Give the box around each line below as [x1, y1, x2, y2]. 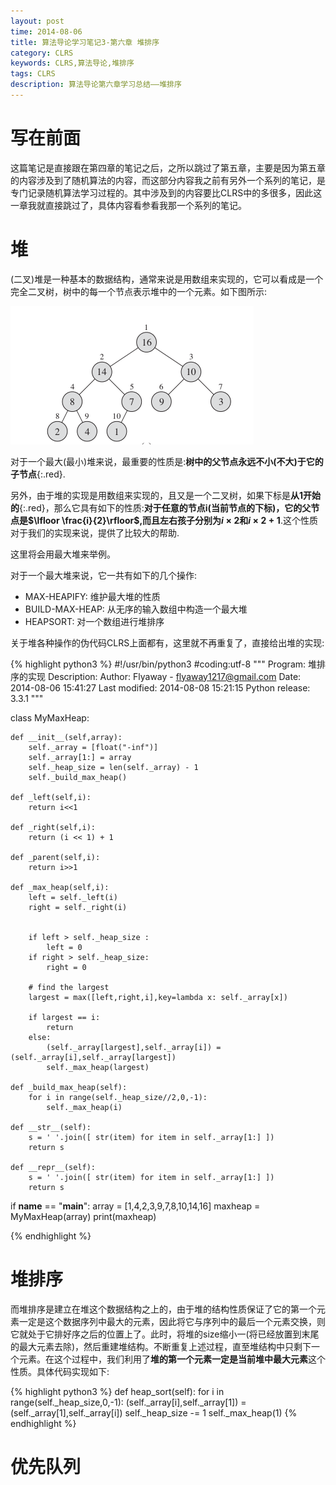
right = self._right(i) [28, 902, 128, 912]
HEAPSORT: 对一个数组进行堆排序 [24, 615, 165, 627]
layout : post [10, 16, 65, 26]
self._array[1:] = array [28, 752, 132, 762]
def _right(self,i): [10, 822, 97, 832]
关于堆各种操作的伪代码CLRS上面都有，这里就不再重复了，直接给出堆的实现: [10, 636, 325, 649]
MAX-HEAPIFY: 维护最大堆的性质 [24, 590, 161, 602]
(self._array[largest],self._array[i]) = [46, 1042, 222, 1052]
